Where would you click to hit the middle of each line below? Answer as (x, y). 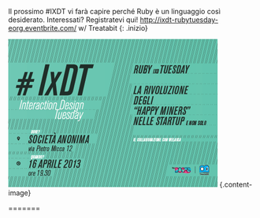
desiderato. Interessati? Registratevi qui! (73, 20)
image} (20, 193)
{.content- (236, 185)
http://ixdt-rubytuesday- (179, 20)
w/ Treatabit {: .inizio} (113, 28)
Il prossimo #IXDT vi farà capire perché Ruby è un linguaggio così (114, 11)
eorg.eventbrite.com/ (43, 28)
